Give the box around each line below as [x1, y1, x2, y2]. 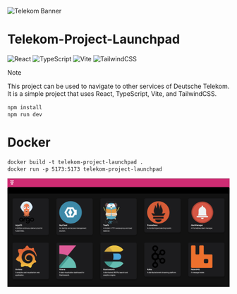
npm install [7, 104, 42, 111]
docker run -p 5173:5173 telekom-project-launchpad [7, 166, 162, 173]
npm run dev [7, 111, 42, 118]
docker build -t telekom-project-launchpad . [7, 159, 143, 166]
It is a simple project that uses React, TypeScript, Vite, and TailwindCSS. [7, 89, 217, 98]
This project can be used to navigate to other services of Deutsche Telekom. [7, 82, 230, 90]
